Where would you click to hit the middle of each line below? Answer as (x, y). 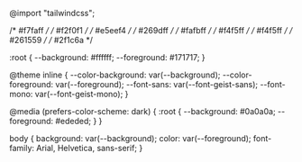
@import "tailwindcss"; (52, 13)
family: (22, 148)
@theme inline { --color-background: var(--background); (115, 75)
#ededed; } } (79, 121)
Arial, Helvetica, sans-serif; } (89, 148)
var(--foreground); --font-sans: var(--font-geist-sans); (157, 84)
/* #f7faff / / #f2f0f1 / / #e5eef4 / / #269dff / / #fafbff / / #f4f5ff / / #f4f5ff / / (151, 30)
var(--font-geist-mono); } (82, 94)
